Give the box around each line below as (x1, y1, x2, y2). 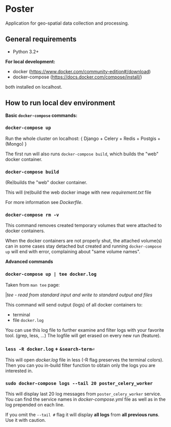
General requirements (5, 35, 77, 44)
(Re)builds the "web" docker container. (5, 179, 88, 186)
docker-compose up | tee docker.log (5, 271, 97, 277)
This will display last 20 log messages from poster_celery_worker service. (5, 391, 161, 397)
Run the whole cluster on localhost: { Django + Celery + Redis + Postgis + (5, 135, 161, 141)
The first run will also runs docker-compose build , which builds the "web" (5, 151, 159, 157)
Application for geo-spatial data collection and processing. (5, 20, 129, 26)
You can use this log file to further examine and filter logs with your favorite (5, 327, 164, 333)
